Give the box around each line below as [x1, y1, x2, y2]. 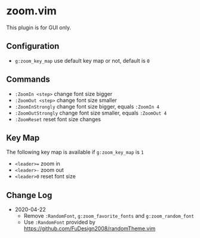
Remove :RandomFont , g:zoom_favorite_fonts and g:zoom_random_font [23, 212, 195, 220]
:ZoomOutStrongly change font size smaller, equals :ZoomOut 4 [14, 109, 167, 116]
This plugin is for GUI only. [6, 24, 72, 31]
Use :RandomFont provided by [23, 219, 96, 226]
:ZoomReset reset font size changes [14, 115, 101, 123]
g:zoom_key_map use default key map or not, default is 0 [14, 57, 150, 64]
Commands [6, 75, 51, 85]
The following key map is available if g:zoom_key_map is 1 [6, 149, 144, 156]
